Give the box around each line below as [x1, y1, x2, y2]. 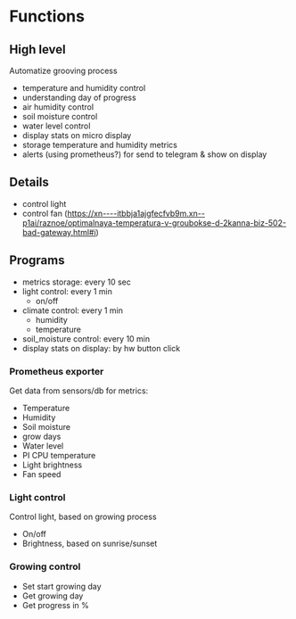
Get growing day [21, 590, 84, 601]
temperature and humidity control [21, 83, 146, 93]
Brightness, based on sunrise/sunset [21, 538, 158, 549]
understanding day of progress [21, 92, 136, 103]
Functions [9, 6, 85, 27]
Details [9, 175, 49, 190]
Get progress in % [21, 599, 89, 610]
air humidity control [21, 102, 95, 112]
